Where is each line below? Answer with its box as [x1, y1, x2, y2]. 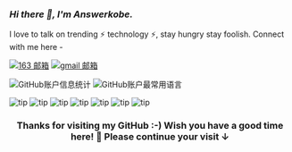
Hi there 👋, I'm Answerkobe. [9, 8, 134, 21]
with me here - [9, 42, 64, 53]
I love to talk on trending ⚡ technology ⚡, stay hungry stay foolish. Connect [9, 29, 285, 39]
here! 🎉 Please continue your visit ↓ [70, 131, 230, 143]
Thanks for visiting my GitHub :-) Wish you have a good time [16, 120, 284, 132]
